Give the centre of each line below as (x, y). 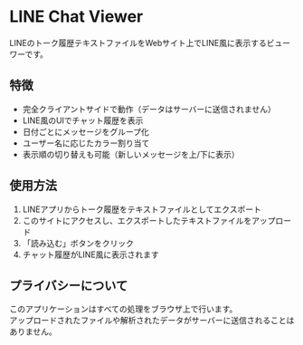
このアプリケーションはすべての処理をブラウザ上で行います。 (123, 309)
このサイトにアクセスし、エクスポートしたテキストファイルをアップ (149, 220)
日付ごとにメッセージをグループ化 (85, 131)
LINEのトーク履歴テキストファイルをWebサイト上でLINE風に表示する (138, 43)
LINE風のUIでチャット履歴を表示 (83, 120)
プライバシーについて (69, 286)
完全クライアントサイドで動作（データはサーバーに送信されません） (149, 109)
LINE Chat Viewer (76, 17)
